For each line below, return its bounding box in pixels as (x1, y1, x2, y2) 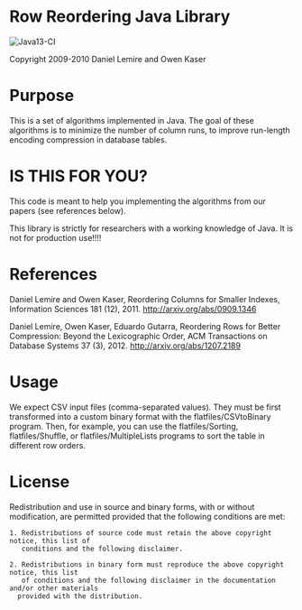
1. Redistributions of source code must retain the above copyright (9, 528, 272, 538)
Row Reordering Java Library (9, 6, 231, 27)
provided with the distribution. (17, 591, 143, 601)
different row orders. (9, 439, 86, 450)
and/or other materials (9, 584, 99, 593)
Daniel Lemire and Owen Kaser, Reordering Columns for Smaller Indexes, (9, 293, 280, 304)
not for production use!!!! (9, 232, 102, 243)
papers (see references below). (9, 205, 126, 216)
